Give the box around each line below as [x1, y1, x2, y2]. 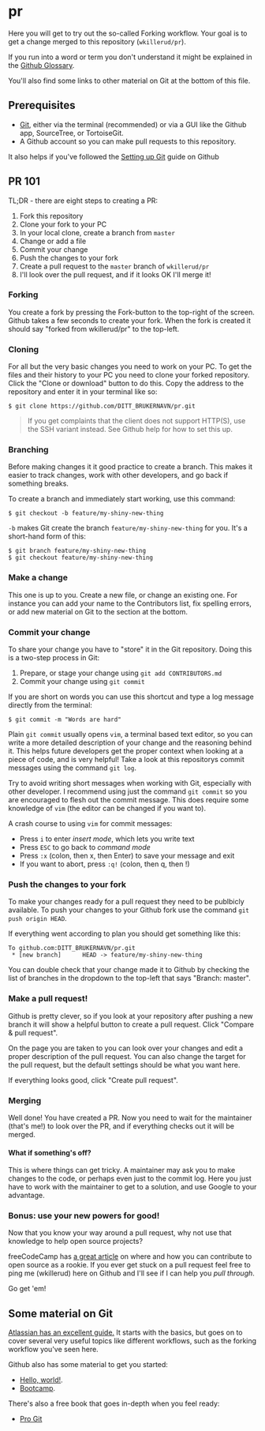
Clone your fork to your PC [19, 220, 107, 229]
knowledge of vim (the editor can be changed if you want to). [8, 804, 207, 813]
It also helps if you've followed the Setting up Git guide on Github [8, 152, 219, 161]
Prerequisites [8, 99, 76, 112]
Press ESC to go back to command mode [19, 843, 151, 852]
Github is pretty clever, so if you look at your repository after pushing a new [8, 1011, 254, 1020]
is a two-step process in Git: [8, 653, 100, 663]
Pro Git [19, 1414, 43, 1424]
